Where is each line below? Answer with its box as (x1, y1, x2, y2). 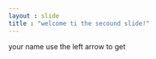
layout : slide (8, 11, 60, 20)
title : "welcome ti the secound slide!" (8, 19, 150, 27)
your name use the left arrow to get (8, 41, 126, 51)
